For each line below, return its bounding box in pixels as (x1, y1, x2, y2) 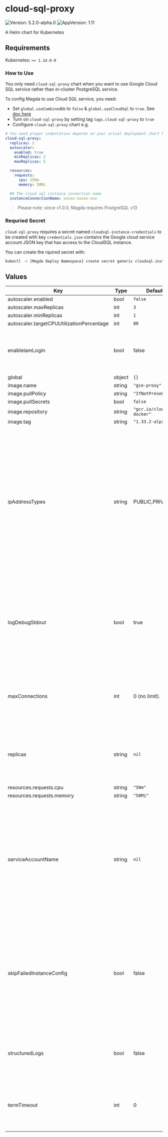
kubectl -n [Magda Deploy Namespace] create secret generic (5, 259, 133, 264)
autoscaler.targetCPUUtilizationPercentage (7, 320, 109, 327)
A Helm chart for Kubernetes (5, 29, 64, 35)
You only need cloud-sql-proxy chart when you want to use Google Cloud (5, 81, 157, 87)
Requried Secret (5, 217, 45, 224)
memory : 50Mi (18, 182, 46, 187)
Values (5, 272, 27, 281)
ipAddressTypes (7, 498, 46, 505)
